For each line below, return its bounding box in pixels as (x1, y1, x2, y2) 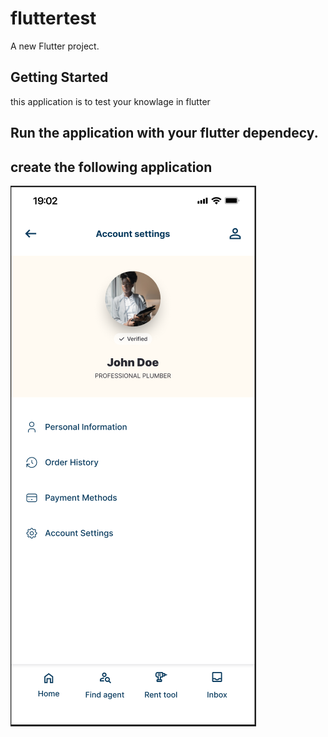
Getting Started (10, 69, 109, 86)
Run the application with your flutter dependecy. (10, 125, 319, 142)
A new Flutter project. (10, 40, 100, 52)
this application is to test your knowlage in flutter (10, 95, 211, 107)
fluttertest (10, 7, 97, 30)
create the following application (10, 158, 213, 176)
